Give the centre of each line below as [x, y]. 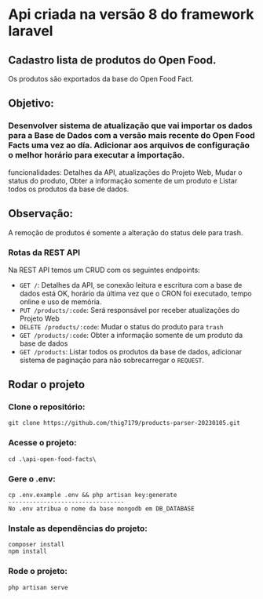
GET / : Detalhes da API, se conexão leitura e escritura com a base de [131, 285]
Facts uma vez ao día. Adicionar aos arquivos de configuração [129, 145]
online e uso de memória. [60, 301]
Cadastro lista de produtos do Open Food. [112, 60]
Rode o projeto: [38, 572]
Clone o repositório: [47, 407]
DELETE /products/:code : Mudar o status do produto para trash [121, 326]
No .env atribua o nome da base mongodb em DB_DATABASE [101, 509]
